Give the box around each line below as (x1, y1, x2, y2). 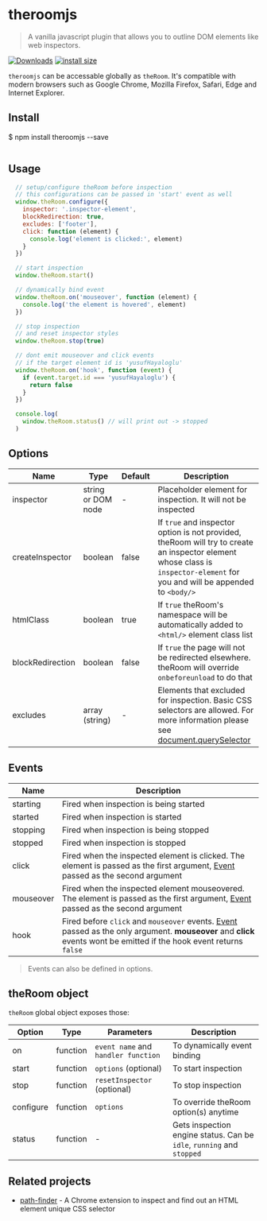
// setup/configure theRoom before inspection (15, 183, 172, 192)
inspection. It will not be (157, 494, 246, 505)
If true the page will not (157, 642, 246, 653)
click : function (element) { (22, 227, 119, 235)
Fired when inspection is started (62, 811, 182, 822)
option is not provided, (157, 526, 242, 537)
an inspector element (157, 546, 237, 557)
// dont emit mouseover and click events (15, 351, 155, 359)
